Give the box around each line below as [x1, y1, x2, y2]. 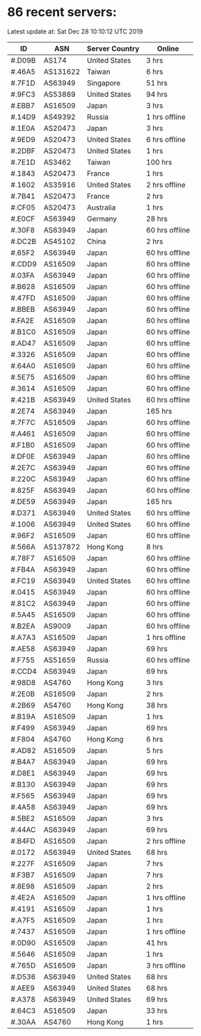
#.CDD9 [10, 259, 37, 269]
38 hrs [145, 700, 168, 710]
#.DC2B [10, 236, 37, 246]
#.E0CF [10, 214, 35, 223]
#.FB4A [10, 565, 35, 574]
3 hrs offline [145, 960, 186, 970]
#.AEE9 [10, 983, 35, 993]
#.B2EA [10, 621, 35, 631]
